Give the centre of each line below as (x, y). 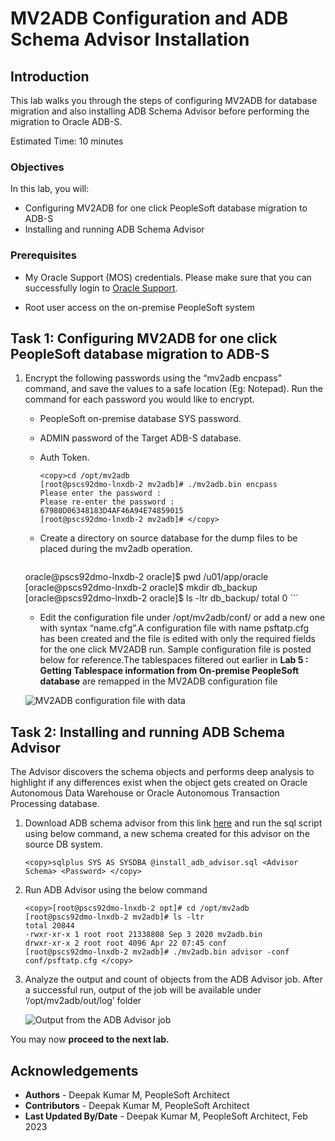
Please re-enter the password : (107, 502)
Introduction (50, 76)
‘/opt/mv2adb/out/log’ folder (83, 1001)
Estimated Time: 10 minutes (67, 141)
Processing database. (55, 804)
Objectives (37, 167)
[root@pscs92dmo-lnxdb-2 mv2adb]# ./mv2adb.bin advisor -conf (157, 952)
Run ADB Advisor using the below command (116, 890)
